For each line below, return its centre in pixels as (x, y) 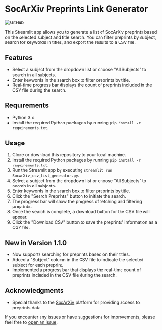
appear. (20, 217)
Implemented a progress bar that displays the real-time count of (76, 270)
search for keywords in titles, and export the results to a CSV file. (70, 42)
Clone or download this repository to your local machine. (69, 155)
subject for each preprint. (38, 265)
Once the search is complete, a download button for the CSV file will (81, 212)
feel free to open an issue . (31, 322)
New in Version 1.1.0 (36, 243)
